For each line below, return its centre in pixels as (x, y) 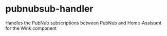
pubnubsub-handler (49, 9)
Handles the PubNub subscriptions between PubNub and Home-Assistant (83, 23)
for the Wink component (31, 28)
